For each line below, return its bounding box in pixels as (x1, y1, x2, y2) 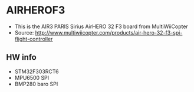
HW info (6, 52, 37, 62)
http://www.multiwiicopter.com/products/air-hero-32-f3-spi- (35, 29, 183, 36)
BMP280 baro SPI (14, 80, 58, 87)
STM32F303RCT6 (14, 68, 59, 75)
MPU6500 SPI (14, 74, 50, 81)
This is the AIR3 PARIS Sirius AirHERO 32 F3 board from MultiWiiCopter (14, 23, 189, 30)
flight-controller (14, 35, 53, 42)
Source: (14, 29, 34, 36)
